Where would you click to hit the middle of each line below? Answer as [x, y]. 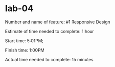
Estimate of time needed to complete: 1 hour [50, 31]
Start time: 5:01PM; [24, 41]
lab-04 [19, 8]
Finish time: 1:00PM [25, 50]
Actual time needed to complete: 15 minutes [49, 59]
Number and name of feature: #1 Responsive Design [58, 22]
